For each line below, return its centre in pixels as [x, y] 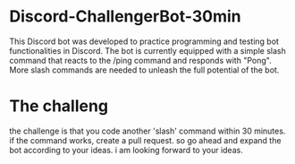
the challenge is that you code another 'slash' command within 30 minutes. [147, 131]
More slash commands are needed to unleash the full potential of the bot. [144, 70]
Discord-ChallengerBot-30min [125, 17]
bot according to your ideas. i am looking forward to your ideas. [126, 150]
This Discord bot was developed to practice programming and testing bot [144, 41]
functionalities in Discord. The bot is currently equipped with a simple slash [147, 50]
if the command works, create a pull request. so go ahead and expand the [145, 140]
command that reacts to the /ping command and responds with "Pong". [140, 60]
